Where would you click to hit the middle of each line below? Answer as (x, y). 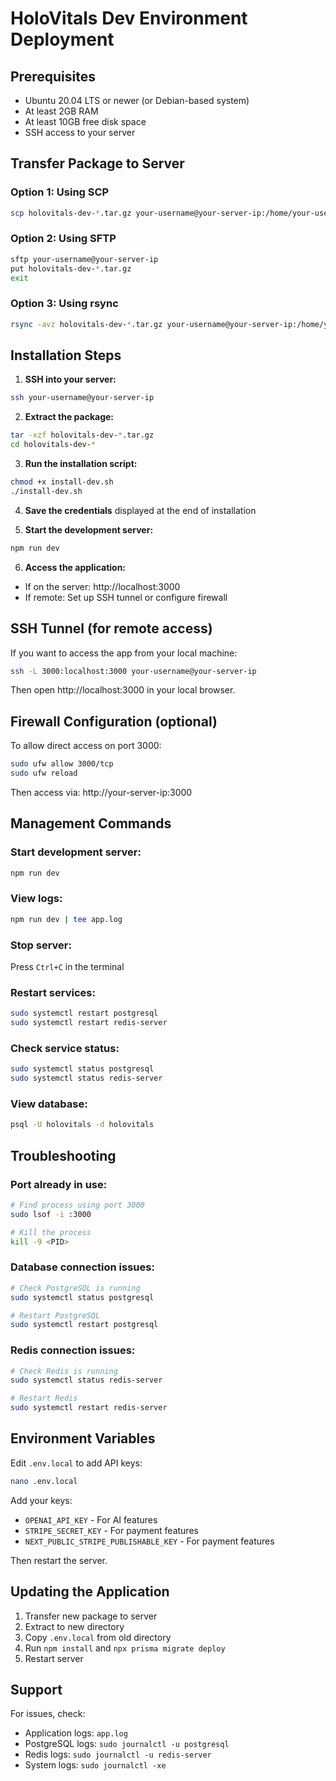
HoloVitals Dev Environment (129, 18)
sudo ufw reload (44, 773)
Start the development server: (89, 529)
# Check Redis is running (64, 1371)
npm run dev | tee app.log (66, 919)
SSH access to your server (80, 132)
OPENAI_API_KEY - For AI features (91, 1519)
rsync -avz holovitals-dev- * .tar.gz (86, 324)
